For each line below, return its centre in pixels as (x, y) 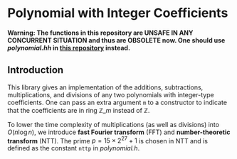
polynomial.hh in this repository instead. (69, 48)
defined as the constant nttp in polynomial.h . (74, 148)
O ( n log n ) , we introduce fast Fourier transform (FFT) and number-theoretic (119, 132)
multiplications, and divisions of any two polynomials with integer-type (111, 94)
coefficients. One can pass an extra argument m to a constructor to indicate (117, 102)
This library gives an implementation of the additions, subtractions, (105, 87)
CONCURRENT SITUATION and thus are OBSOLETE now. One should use (116, 40)
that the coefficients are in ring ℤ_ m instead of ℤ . (79, 110)
